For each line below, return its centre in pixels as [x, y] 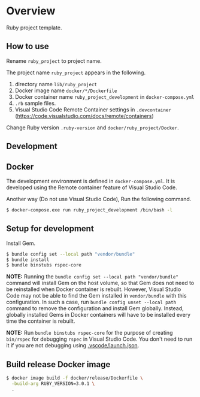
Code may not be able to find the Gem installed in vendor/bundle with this [96, 296]
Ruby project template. [34, 28]
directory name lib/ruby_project [56, 84]
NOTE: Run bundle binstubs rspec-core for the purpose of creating [90, 333]
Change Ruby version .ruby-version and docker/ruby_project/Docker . [93, 128]
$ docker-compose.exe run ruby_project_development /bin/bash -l [89, 210]
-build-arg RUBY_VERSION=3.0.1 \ [53, 384]
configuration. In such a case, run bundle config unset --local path [91, 302]
